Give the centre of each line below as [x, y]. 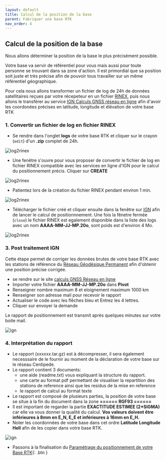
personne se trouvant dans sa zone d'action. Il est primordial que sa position [83, 71]
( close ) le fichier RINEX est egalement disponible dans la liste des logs [84, 220]
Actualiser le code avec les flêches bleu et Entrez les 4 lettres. [76, 300]
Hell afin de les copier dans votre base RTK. [57, 428]
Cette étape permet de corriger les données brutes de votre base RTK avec [82, 259]
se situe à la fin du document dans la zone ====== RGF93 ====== [82, 401]
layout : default [22, 10]
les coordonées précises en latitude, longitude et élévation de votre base [80, 107]
